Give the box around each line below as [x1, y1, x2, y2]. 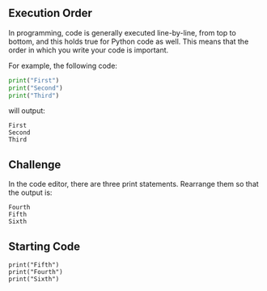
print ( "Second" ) [8, 84, 63, 92]
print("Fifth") [8, 261, 60, 269]
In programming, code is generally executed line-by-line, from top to [8, 27, 236, 37]
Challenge [8, 158, 61, 171]
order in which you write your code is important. [8, 44, 169, 55]
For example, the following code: [8, 61, 117, 70]
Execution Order [8, 6, 93, 20]
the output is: [8, 188, 53, 197]
